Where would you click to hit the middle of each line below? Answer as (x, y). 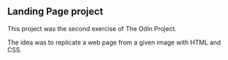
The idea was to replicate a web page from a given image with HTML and (114, 42)
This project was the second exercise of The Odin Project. (92, 28)
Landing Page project (56, 12)
